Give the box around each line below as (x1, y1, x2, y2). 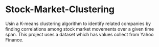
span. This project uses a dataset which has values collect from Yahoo (5, 31, 154, 37)
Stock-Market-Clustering (5, 4, 115, 15)
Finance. (5, 37, 24, 43)
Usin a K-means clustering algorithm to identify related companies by (5, 20, 151, 27)
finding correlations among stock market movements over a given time (5, 26, 154, 32)
